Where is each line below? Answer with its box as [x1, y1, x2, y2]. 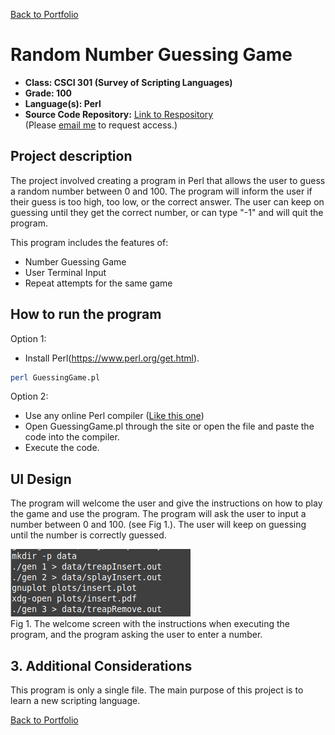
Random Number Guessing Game [10, 44, 293, 66]
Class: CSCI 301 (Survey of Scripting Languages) [24, 76, 233, 88]
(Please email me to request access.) [24, 119, 178, 131]
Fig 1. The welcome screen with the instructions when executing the [10, 618, 290, 630]
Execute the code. [24, 442, 100, 454]
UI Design [10, 470, 72, 488]
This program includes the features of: [10, 236, 169, 248]
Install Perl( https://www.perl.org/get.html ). [24, 352, 200, 364]
